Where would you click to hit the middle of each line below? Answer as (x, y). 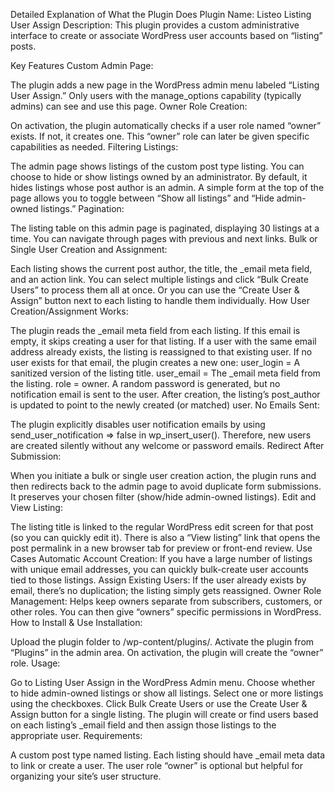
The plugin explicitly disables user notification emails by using (138, 424)
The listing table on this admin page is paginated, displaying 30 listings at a (165, 228)
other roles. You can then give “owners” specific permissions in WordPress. (166, 612)
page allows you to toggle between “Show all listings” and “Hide (142, 198)
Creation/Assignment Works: (69, 311)
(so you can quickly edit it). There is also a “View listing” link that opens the (165, 537)
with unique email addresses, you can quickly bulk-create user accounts (159, 569)
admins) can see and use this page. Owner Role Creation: (129, 106)
